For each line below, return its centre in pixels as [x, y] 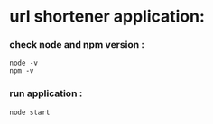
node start [30, 112]
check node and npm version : [77, 45]
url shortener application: [107, 17]
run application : [46, 93]
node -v [24, 63]
